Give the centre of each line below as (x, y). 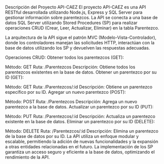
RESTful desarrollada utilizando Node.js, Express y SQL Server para (74, 12)
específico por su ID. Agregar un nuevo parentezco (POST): (66, 92)
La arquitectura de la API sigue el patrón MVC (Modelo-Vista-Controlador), (81, 37)
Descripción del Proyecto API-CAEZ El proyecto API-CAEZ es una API (76, 7)
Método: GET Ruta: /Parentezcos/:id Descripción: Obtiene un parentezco (79, 87)
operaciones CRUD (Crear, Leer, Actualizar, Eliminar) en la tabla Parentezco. (82, 28)
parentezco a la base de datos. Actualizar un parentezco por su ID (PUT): (79, 107)
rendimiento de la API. (28, 157)
